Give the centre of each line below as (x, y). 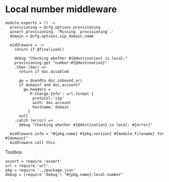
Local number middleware (61, 9)
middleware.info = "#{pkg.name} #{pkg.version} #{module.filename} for (87, 134)
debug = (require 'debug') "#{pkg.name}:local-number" (64, 174)
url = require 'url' (27, 166)
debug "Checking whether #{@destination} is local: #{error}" (86, 125)
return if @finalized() (39, 49)
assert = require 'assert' (34, 161)
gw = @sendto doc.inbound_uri (50, 80)
